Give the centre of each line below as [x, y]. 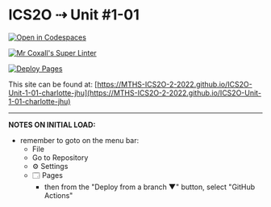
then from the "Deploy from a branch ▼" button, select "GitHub [150, 187]
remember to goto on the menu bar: [79, 140]
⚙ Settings [50, 166]
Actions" [58, 195]
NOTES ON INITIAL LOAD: [52, 125]
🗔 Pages [47, 175]
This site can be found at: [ [53, 84]
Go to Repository [60, 157]
